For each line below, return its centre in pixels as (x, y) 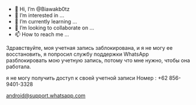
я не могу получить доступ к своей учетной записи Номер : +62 (87, 78)
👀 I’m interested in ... (39, 15)
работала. (18, 67)
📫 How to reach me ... (42, 34)
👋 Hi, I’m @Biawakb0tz (42, 9)
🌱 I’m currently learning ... (46, 21)
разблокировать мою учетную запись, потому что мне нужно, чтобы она (98, 60)
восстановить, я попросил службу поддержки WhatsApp (77, 54)
